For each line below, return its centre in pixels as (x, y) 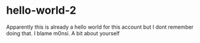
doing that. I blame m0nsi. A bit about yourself (63, 33)
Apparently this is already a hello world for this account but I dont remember (100, 27)
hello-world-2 (41, 10)
